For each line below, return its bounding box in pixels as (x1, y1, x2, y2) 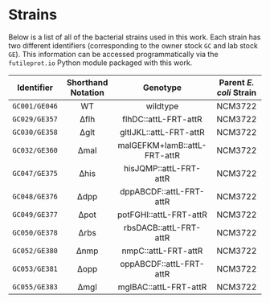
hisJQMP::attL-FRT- (123, 162, 201, 174)
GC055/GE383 (12, 282, 59, 291)
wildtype (145, 100, 179, 112)
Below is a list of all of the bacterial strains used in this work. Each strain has (8, 32, 261, 42)
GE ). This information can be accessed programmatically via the (8, 49, 219, 59)
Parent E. (219, 76, 255, 88)
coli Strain (216, 87, 257, 98)
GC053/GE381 (12, 264, 59, 273)
